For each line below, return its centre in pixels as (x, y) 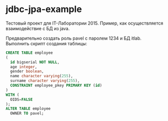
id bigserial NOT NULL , (35, 62)
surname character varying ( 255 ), (45, 81)
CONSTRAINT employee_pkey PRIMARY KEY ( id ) (56, 86)
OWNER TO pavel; (27, 113)
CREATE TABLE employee (29, 53)
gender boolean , (27, 71)
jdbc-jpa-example (44, 9)
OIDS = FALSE (21, 99)
